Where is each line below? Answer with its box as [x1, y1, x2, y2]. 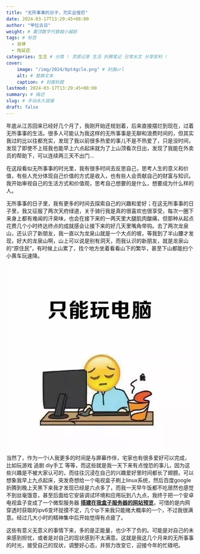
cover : [6, 60, 23, 66]
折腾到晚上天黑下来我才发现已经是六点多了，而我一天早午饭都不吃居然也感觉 [6, 484, 194, 491]
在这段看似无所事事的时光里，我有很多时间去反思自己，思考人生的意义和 [6, 164, 183, 172]
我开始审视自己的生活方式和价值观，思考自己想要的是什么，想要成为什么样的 [6, 179, 194, 186]
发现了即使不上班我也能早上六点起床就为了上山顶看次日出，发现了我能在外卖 [6, 144, 194, 152]
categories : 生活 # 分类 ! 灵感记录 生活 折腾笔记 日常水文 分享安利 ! [6, 54, 168, 60]
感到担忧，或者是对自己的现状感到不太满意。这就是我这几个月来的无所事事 [11, 534, 194, 541]
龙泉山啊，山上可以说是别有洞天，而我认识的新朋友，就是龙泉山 [32, 237, 189, 244]
